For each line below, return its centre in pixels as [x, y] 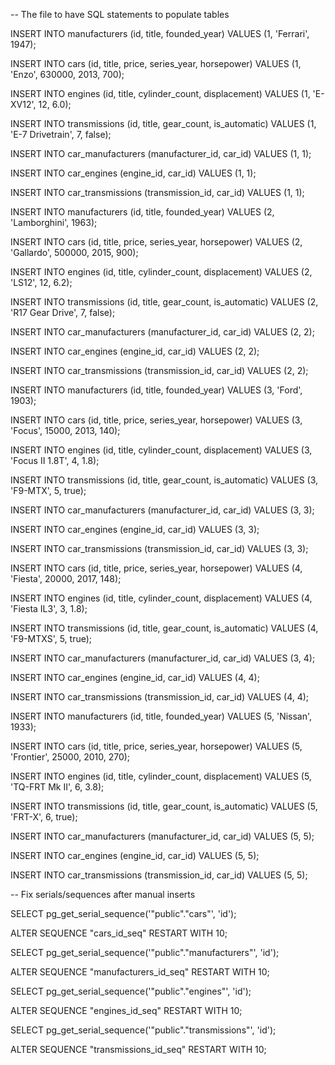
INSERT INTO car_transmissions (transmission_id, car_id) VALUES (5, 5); [159, 875]
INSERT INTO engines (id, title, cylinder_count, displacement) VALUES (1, [160, 93]
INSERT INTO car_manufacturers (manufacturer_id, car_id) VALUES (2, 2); [162, 332]
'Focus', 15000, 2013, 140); [65, 430]
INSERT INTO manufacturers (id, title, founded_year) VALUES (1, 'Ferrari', [160, 33]
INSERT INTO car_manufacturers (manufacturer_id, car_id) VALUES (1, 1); [161, 153]
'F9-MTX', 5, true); [48, 490]
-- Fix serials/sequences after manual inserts [103, 894]
